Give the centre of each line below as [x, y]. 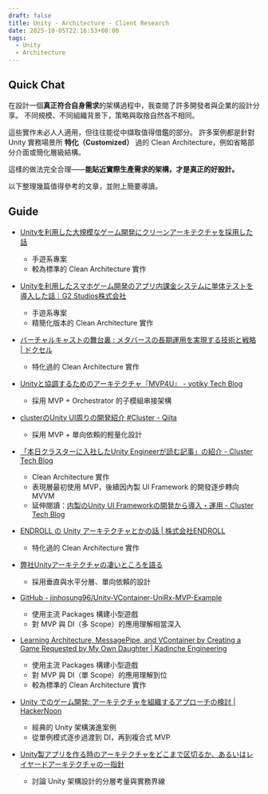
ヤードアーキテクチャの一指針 [76, 764]
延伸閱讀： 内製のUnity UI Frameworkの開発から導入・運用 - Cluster [142, 505]
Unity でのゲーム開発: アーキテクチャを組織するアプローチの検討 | [128, 701]
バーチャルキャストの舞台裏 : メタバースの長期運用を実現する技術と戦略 [138, 339]
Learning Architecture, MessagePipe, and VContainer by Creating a [130, 640]
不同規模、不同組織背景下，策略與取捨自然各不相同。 [111, 115]
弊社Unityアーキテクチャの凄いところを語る [91, 564]
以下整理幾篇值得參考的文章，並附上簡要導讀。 [85, 186]
